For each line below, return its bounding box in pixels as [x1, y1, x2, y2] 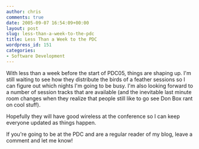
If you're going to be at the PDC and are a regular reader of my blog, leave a [6, 131, 192, 138]
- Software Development [6, 53, 66, 59]
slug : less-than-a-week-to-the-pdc [6, 31, 95, 37]
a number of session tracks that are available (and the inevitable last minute [6, 88, 192, 95]
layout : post [6, 25, 39, 32]
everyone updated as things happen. [6, 119, 97, 126]
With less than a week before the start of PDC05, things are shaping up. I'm [6, 69, 192, 76]
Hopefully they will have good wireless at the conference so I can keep [6, 113, 180, 120]
